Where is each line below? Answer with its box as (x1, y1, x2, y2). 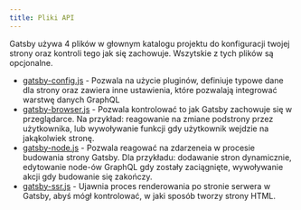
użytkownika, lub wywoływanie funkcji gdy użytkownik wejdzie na (22, 123, 269, 134)
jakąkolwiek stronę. (22, 132, 95, 143)
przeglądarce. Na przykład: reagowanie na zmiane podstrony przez (22, 113, 274, 124)
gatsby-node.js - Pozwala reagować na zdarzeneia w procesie (22, 142, 256, 153)
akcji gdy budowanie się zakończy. (22, 171, 153, 182)
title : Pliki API (9, 13, 75, 23)
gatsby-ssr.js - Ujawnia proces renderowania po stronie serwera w (22, 180, 271, 191)
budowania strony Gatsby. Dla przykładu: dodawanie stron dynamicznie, (22, 151, 292, 163)
